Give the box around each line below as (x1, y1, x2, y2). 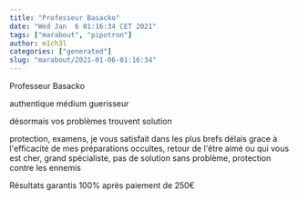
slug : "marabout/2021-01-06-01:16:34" (9, 55, 157, 65)
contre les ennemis (9, 163, 82, 173)
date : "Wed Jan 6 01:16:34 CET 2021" (9, 22, 157, 31)
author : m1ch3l (9, 38, 67, 48)
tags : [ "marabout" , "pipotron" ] (9, 30, 132, 39)
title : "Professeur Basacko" (9, 13, 120, 23)
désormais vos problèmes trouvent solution (9, 115, 172, 126)
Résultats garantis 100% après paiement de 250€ (9, 180, 195, 191)
